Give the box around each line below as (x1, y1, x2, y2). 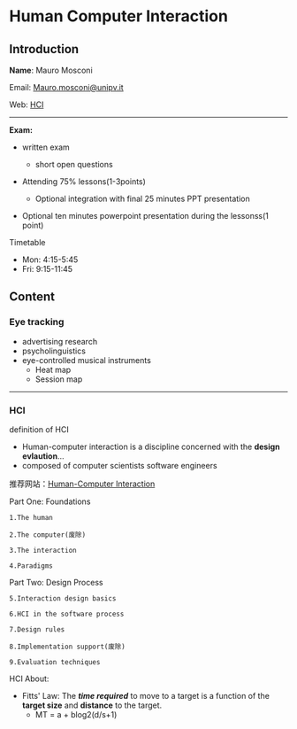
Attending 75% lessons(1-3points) (21, 176, 146, 187)
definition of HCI (9, 423, 69, 435)
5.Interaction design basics (9, 593, 117, 603)
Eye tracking (9, 316, 65, 329)
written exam (21, 142, 71, 152)
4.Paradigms (9, 561, 53, 570)
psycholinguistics (21, 345, 87, 356)
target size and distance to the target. (21, 700, 163, 710)
